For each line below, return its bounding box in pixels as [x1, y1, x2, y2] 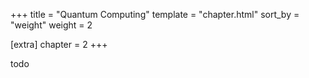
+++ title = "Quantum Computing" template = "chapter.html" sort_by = [10, 9, 300, 20]
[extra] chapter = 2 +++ [10, 39, 108, 50]
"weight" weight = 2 [10, 19, 93, 31]
